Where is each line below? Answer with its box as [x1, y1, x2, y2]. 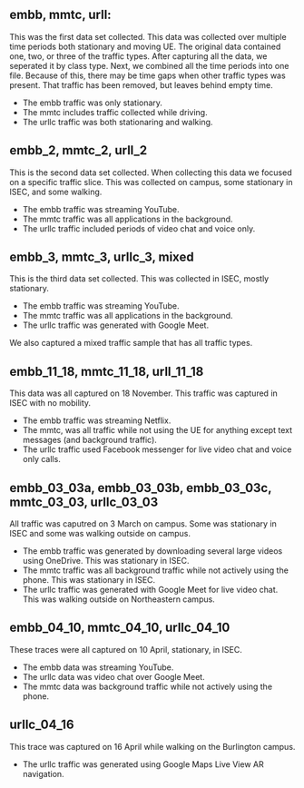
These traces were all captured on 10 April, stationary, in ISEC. [9, 644, 242, 655]
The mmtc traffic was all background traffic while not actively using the [22, 565, 289, 576]
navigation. [22, 768, 65, 779]
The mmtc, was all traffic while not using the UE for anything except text [22, 425, 293, 436]
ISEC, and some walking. [9, 186, 103, 197]
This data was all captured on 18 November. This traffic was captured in [9, 388, 279, 399]
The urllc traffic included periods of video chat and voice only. [22, 222, 256, 234]
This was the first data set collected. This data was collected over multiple [9, 31, 288, 42]
